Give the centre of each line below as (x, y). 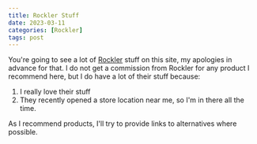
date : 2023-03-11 (37, 23)
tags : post (26, 37)
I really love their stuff (55, 92)
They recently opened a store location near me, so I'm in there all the (132, 100)
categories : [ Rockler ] (45, 30)
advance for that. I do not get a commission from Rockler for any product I (129, 68)
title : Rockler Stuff (44, 15)
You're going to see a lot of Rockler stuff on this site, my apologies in (120, 60)
